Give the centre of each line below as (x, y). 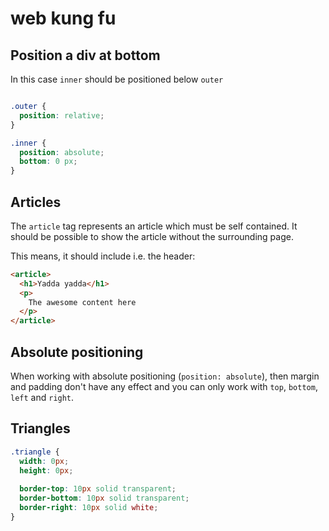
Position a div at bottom (85, 55)
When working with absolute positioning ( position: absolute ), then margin (165, 376)
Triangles (40, 428)
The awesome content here (82, 302)
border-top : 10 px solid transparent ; (98, 489)
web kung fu (63, 18)
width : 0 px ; (44, 461)
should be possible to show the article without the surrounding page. (152, 236)
